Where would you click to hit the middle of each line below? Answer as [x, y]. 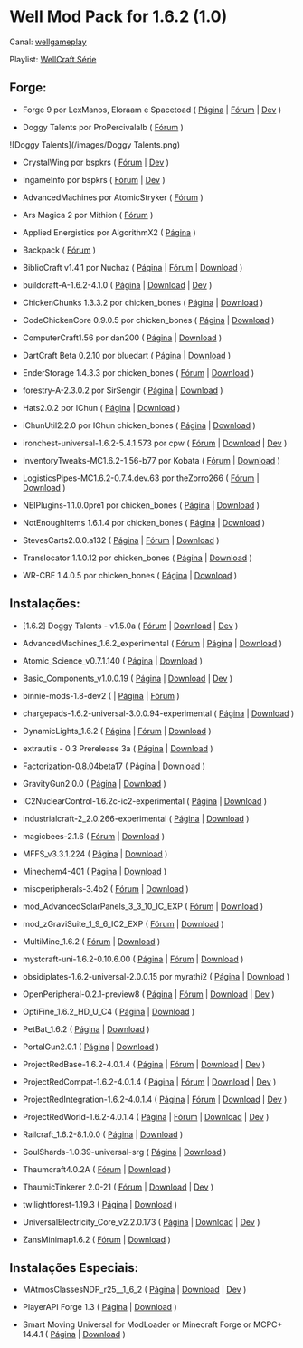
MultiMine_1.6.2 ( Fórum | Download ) [91, 941]
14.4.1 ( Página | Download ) [74, 1334]
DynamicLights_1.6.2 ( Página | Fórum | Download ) [117, 731]
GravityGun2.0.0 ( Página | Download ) [95, 783]
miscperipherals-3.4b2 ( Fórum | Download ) [105, 888]
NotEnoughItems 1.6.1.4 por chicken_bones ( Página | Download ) [143, 522]
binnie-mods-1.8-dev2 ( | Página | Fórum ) [101, 695]
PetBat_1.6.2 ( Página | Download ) [86, 1028]
